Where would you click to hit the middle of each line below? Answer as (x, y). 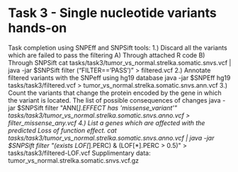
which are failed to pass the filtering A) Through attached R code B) (107, 55)
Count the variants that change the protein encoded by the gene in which (115, 93)
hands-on (38, 28)
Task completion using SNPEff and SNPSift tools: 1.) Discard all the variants (118, 47)
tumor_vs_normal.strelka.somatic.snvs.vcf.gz (74, 160)
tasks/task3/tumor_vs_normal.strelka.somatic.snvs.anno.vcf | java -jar (111, 138)
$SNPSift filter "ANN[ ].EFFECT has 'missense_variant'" (97, 108)
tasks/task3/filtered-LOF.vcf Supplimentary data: (79, 153)
